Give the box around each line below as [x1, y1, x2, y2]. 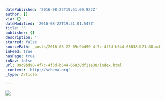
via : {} [5, 16, 22, 21]
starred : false [5, 40, 37, 45]
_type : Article [5, 72, 37, 77]
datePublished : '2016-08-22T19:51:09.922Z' [5, 7, 98, 12]
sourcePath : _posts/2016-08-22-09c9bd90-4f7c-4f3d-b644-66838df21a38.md [5, 44, 160, 49]
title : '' [5, 26, 26, 31]
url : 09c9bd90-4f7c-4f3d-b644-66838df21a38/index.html [5, 63, 122, 68]
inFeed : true [5, 49, 33, 54]
